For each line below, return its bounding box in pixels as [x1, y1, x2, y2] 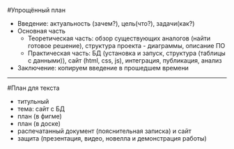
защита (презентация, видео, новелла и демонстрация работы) [17, 134, 207, 142]
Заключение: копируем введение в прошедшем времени [17, 64, 189, 72]
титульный [17, 97, 49, 105]
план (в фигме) [17, 112, 63, 120]
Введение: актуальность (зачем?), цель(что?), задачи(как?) [17, 19, 195, 27]
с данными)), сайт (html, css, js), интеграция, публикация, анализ [27, 56, 222, 65]
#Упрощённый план [7, 6, 66, 14]
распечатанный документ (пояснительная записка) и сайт [17, 127, 192, 135]
